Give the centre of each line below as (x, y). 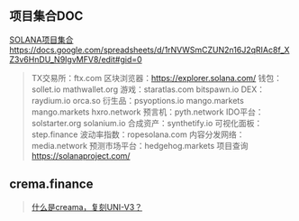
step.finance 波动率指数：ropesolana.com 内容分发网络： (138, 134)
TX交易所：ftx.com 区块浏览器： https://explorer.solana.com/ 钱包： (156, 78)
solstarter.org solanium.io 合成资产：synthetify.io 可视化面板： (147, 123)
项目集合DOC (46, 16)
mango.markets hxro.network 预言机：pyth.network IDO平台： (147, 112)
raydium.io (51, 100)
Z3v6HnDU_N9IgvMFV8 (54, 59)
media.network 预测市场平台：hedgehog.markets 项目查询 (140, 145)
